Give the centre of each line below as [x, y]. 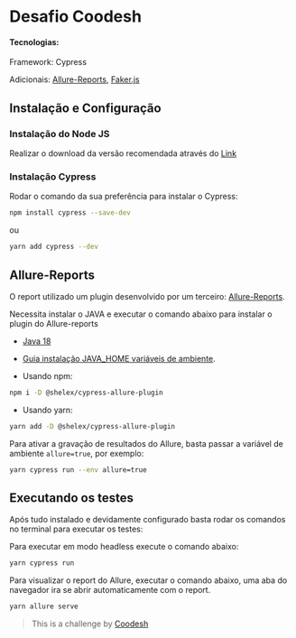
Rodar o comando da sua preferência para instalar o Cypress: [124, 197]
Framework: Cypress [48, 62]
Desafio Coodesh [76, 17]
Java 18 [37, 341]
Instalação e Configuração [85, 108]
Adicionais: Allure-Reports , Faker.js [74, 79]
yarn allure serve [44, 606]
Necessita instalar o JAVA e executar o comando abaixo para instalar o [141, 314]
